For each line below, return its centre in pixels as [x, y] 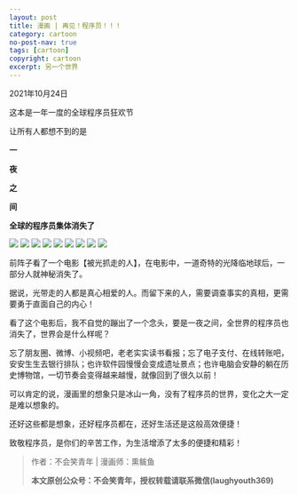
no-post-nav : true [43, 42]
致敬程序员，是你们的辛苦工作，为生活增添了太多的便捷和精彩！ [125, 442]
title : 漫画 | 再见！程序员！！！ [66, 26]
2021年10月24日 [39, 93]
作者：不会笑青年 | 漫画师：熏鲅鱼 [93, 461]
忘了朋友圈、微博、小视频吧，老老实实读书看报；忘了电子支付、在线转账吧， [149, 353]
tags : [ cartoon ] [39, 51]
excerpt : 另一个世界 [43, 68]
